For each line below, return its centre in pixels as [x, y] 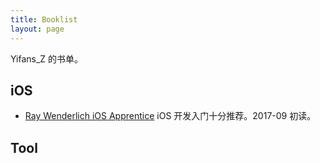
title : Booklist [44, 19]
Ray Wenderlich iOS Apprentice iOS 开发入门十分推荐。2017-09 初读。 [170, 116]
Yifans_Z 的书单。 [47, 58]
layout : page [37, 29]
